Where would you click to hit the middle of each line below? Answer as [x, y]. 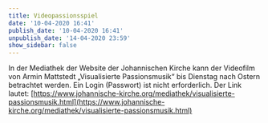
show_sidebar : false [43, 46]
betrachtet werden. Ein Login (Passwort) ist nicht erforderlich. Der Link [125, 85]
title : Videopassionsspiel [53, 16]
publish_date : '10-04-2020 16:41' [66, 30]
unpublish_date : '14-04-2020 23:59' [69, 38]
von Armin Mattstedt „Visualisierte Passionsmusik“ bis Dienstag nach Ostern [134, 77]
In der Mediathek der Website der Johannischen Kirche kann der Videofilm [132, 68]
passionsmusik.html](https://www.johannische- [87, 102]
